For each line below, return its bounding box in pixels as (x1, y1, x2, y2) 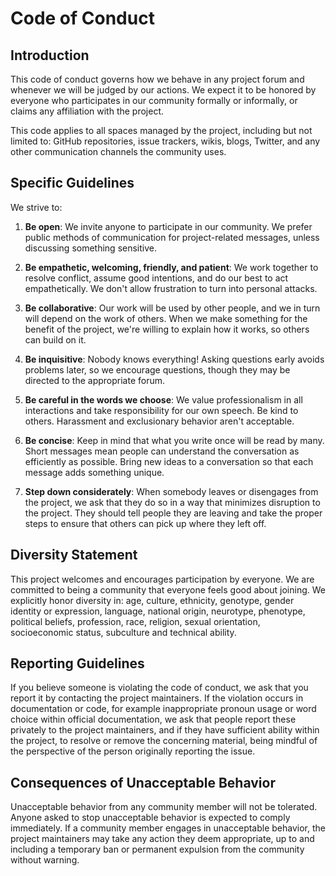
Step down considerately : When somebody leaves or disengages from (24, 485, 319, 497)
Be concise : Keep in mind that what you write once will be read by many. (24, 434, 325, 446)
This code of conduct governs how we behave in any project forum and (10, 73, 305, 85)
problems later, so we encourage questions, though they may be (24, 363, 291, 376)
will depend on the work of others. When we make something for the (24, 312, 308, 324)
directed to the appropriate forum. (24, 374, 166, 386)
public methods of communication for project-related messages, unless (24, 231, 320, 243)
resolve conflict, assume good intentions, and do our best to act (24, 272, 289, 284)
